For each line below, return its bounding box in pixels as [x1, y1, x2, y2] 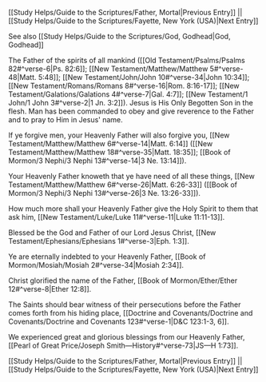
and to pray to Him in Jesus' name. [8, 115, 124, 124]
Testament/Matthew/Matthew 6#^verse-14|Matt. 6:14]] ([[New [8, 139, 213, 148]
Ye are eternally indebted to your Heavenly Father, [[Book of [8, 252, 206, 261]
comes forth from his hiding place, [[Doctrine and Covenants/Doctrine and [8, 308, 253, 317]
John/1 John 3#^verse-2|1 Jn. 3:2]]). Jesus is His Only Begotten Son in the [8, 98, 253, 107]
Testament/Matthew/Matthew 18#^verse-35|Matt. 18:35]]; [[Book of [8, 148, 231, 157]
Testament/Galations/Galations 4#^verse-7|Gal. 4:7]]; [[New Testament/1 [8, 90, 248, 99]
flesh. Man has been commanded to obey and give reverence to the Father [8, 106, 254, 116]
